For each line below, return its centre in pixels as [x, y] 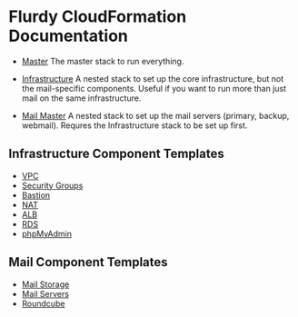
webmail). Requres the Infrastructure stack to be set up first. [134, 125]
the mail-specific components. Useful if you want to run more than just [154, 88]
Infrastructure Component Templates [116, 154]
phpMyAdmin [47, 233]
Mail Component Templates [89, 262]
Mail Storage [45, 284]
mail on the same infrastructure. [81, 98]
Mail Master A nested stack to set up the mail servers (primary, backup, [155, 115]
